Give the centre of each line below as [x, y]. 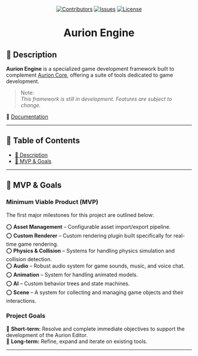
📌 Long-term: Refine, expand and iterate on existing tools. [77, 341]
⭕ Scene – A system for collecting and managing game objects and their [95, 292]
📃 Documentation [27, 117]
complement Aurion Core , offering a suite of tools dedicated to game [90, 75]
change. [31, 105]
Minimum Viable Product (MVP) [52, 202]
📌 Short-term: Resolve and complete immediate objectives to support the [95, 329]
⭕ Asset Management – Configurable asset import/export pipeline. [88, 226]
